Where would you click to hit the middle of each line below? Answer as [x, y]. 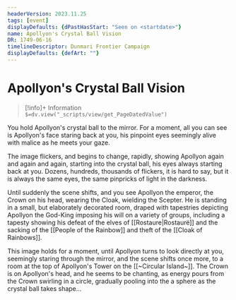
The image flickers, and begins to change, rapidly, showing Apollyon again [116, 156]
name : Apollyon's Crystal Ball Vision [64, 34]
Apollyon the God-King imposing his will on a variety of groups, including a [116, 215]
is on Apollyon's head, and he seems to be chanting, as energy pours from [116, 273]
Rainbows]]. [25, 237]
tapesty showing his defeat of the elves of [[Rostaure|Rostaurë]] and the [113, 222]
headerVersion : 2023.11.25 [47, 14]
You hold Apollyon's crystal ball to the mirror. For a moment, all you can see [117, 127]
